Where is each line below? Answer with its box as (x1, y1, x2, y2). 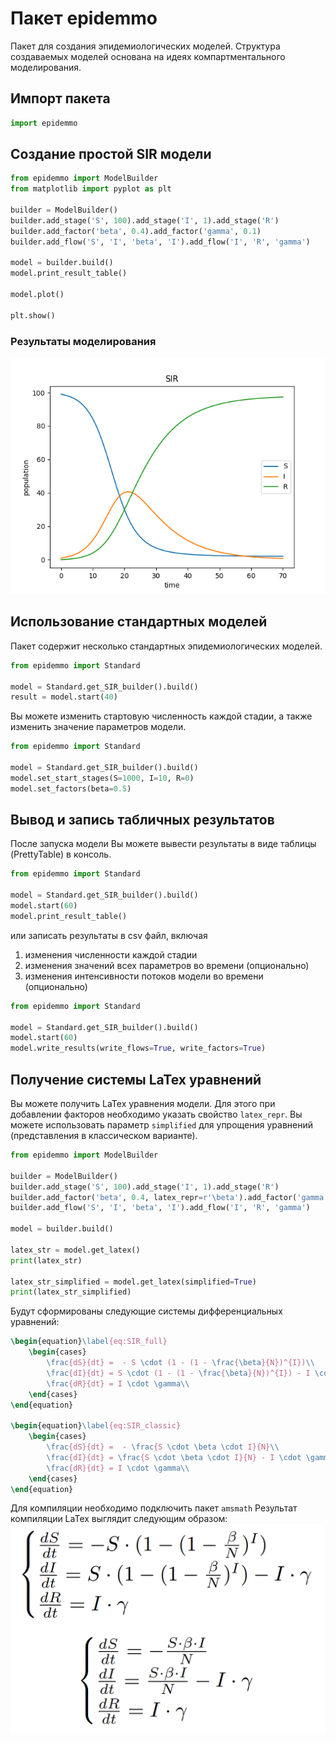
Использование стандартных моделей (10, 613, 268, 631)
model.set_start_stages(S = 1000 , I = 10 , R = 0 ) (10, 773, 195, 783)
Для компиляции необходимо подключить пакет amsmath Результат (10, 1502, 298, 1514)
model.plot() (10, 290, 65, 300)
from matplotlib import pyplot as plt (10, 184, 172, 194)
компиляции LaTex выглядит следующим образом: (10, 1513, 228, 1525)
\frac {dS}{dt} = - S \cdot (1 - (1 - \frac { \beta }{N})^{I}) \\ (46, 1358, 315, 1368)
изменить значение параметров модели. (10, 721, 187, 733)
